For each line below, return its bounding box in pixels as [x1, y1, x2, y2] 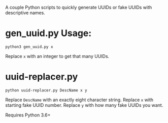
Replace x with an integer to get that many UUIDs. [5, 53, 110, 59]
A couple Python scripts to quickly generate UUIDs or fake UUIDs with [5, 5, 152, 10]
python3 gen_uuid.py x [5, 44, 53, 49]
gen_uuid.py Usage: [5, 27, 92, 39]
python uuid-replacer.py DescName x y [5, 87, 87, 93]
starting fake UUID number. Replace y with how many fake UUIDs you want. [5, 102, 163, 108]
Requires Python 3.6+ [5, 112, 51, 118]
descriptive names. [5, 10, 46, 16]
